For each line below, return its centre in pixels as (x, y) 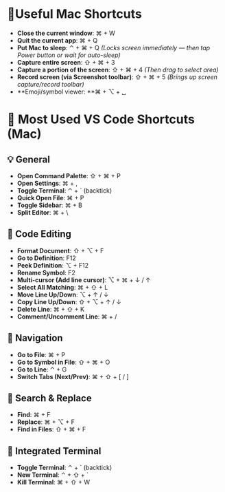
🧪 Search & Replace (49, 398)
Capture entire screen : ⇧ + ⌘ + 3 (66, 62)
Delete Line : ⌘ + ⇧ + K (50, 309)
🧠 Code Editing (39, 234)
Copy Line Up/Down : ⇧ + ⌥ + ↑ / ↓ (69, 301)
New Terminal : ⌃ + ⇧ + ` (53, 475)
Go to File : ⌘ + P (41, 354)
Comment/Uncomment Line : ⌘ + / (67, 317)
